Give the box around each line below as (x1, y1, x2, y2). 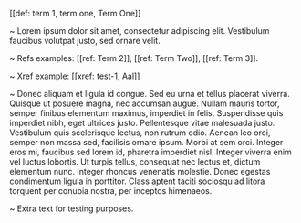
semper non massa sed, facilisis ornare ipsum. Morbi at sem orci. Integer (9, 137, 284, 147)
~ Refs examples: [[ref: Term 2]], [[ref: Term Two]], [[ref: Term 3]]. (9, 53, 258, 63)
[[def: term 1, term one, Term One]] (9, 8, 141, 18)
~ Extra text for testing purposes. (9, 203, 134, 214)
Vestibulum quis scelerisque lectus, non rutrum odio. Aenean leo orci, (9, 127, 271, 138)
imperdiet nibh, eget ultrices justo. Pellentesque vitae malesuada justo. (9, 118, 275, 128)
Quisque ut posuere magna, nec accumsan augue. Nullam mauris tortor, (9, 98, 280, 109)
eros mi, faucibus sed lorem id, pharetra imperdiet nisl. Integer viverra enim (9, 146, 292, 157)
